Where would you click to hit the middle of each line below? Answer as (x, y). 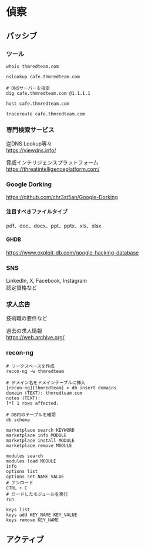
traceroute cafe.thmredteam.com (45, 114)
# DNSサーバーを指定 (28, 88)
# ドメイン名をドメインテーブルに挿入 (46, 383)
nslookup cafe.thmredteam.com (43, 77)
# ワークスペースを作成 (30, 366)
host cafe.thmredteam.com (38, 104)
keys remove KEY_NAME (33, 520)
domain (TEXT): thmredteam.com (44, 393)
